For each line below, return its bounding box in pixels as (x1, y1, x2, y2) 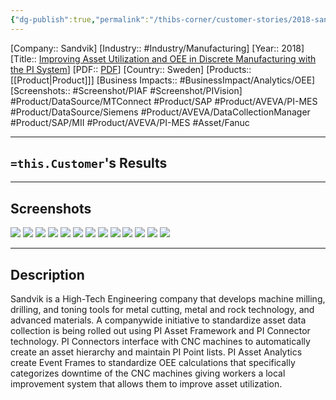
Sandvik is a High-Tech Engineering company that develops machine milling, (10, 293, 326, 305)
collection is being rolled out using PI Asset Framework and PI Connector (10, 325, 311, 337)
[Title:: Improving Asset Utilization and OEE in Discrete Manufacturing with (10, 52, 317, 65)
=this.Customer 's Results (10, 155, 168, 172)
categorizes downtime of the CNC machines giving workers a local (10, 367, 286, 380)
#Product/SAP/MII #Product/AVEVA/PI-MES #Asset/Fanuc (10, 116, 250, 128)
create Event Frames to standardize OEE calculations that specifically (10, 357, 296, 369)
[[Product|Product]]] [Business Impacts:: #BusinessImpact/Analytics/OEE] (10, 74, 316, 86)
